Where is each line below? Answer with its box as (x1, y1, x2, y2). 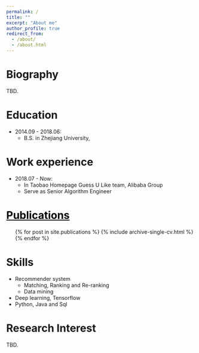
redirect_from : (6, 31, 44, 37)
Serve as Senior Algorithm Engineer (23, 187, 112, 194)
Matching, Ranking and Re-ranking (23, 281, 109, 289)
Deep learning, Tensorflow (14, 294, 81, 301)
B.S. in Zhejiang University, (23, 134, 91, 141)
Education (6, 109, 58, 122)
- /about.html (11, 42, 47, 48)
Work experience (6, 155, 94, 169)
